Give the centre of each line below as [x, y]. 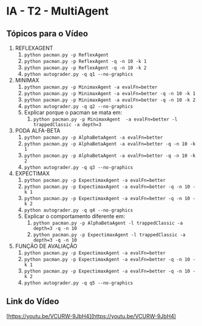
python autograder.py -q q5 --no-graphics [79, 283]
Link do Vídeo [33, 301]
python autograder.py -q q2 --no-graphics [79, 107]
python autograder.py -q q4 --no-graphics [79, 210]
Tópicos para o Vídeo [47, 34]
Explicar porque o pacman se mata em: [73, 112]
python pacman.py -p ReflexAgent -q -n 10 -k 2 [85, 68]
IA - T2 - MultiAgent [58, 11]
